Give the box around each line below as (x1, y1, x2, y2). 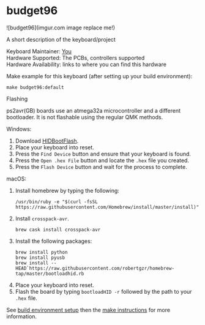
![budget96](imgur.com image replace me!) (6, 24, 115, 31)
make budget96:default (6, 84, 64, 91)
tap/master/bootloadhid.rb (15, 271, 84, 277)
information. (6, 313, 37, 320)
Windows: (6, 125, 32, 132)
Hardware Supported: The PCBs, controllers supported (6, 54, 145, 61)
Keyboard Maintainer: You (6, 47, 72, 55)
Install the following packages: (15, 237, 92, 245)
